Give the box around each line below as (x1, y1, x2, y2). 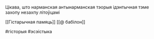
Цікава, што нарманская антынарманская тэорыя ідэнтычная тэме (5, 4, 149, 10)
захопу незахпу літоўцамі (5, 9, 60, 15)
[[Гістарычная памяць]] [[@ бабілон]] (5, 19, 86, 25)
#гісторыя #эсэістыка (5, 29, 52, 34)
